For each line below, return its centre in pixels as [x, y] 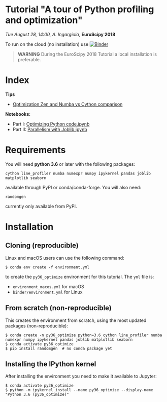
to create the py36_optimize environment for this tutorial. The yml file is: [80, 277]
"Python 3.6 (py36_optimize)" [37, 395]
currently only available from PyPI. [41, 206]
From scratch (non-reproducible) [58, 308]
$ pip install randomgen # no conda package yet [59, 348]
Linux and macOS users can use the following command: [65, 258]
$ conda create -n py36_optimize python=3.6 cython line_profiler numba [84, 335]
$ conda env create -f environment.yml [47, 267]
